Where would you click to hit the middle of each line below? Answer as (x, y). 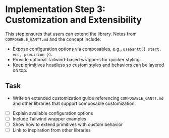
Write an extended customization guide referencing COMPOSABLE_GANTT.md (88, 98)
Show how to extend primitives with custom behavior (68, 124)
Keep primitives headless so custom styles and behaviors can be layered (88, 65)
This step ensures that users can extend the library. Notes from (71, 34)
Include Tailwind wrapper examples (49, 118)
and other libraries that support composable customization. (74, 103)
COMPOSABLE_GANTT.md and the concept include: (53, 39)
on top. (20, 70)
